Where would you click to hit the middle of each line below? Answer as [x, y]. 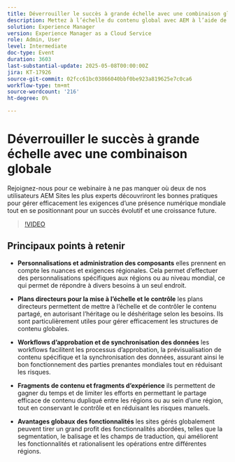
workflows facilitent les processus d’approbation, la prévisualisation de [119, 349]
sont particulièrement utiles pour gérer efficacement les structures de [118, 321]
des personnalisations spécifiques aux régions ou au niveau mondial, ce [121, 278]
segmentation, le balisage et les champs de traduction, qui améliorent [117, 436]
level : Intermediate [37, 46]
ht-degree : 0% [28, 99]
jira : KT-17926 [29, 72]
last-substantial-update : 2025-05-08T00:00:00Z [78, 66]
